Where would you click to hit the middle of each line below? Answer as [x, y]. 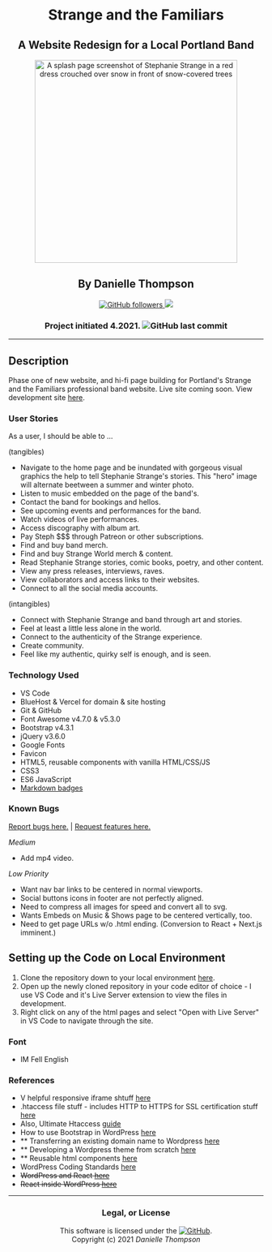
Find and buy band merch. [64, 545]
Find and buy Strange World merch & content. [96, 554]
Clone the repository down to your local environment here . [118, 977]
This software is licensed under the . [136, 1230]
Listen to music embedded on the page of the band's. [110, 493]
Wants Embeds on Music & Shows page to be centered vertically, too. [136, 915]
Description [38, 361]
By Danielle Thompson [136, 284]
